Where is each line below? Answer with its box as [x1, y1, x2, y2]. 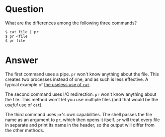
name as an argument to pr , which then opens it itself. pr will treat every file [5, 117, 160, 123]
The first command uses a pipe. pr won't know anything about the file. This [5, 71, 159, 77]
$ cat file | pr [5, 29, 39, 34]
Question [5, 3, 44, 15]
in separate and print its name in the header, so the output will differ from [5, 122, 155, 128]
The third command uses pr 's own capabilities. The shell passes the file [5, 111, 153, 117]
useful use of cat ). [5, 102, 43, 108]
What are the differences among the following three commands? [5, 20, 137, 26]
